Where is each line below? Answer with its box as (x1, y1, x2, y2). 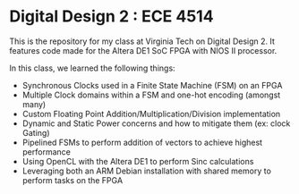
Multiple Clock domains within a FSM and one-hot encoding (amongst (21, 89, 281, 100)
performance (21, 146, 72, 157)
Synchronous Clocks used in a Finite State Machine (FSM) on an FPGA (21, 80, 283, 90)
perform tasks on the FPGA (21, 174, 124, 185)
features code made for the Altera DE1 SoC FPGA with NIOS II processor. (9, 45, 278, 55)
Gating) (21, 127, 51, 138)
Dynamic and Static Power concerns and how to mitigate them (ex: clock (21, 118, 291, 129)
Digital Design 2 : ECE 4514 (9, 6, 214, 27)
